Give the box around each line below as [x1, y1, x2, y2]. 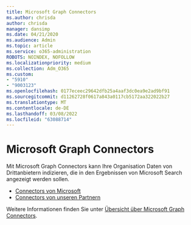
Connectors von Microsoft [15, 187, 81, 195]
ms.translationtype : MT [6, 99, 67, 105]
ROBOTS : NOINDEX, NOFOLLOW [6, 54, 75, 60]
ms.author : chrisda [6, 15, 56, 21]
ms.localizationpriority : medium [6, 60, 91, 66]
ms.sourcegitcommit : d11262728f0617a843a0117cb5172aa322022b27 [6, 94, 170, 100]
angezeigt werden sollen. [6, 176, 70, 183]
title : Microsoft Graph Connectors [6, 9, 97, 15]
